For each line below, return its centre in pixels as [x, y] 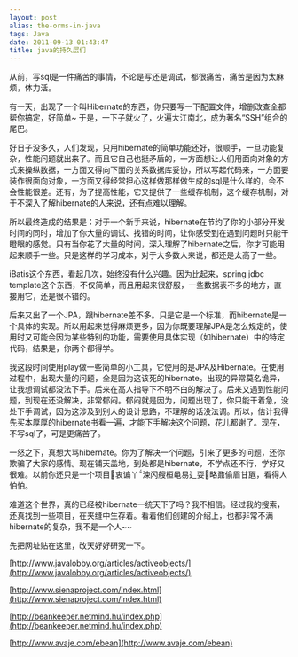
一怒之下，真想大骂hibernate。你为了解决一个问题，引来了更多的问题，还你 [147, 452]
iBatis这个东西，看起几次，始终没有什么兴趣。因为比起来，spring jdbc [137, 274]
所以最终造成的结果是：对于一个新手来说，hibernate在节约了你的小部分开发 [147, 222]
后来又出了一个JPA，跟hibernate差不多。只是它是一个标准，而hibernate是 [144, 315]
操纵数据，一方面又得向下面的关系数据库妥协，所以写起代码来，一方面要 [157, 170]
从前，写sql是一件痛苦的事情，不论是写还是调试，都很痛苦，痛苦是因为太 [143, 77]
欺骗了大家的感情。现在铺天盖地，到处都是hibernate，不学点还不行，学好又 [147, 464]
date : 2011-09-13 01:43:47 [59, 42]
